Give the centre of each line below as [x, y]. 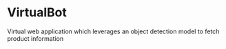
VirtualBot [37, 13]
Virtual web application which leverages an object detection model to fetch [113, 31]
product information [35, 38]
